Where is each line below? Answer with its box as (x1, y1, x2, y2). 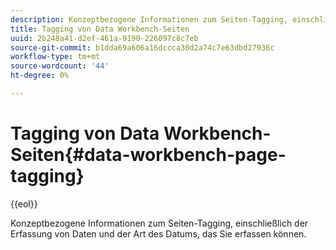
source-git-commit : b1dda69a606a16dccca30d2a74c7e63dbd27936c (10, 42, 275, 53)
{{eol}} (10, 197, 38, 210)
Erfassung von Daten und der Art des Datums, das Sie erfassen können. (10, 227, 307, 240)
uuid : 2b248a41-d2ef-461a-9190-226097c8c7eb (10, 33, 199, 43)
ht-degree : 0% (10, 71, 70, 81)
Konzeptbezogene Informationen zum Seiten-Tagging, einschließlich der (10, 217, 309, 229)
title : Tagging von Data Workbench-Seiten (10, 24, 190, 34)
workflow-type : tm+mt (10, 52, 101, 62)
